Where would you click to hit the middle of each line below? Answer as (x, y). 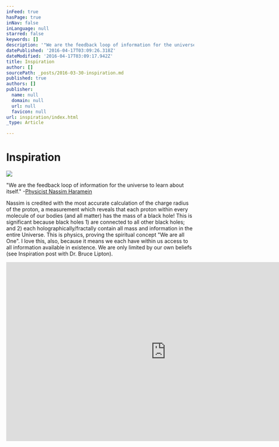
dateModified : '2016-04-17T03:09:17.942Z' (60, 56)
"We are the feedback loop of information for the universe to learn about (95, 185)
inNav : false (22, 23)
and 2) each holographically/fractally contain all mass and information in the (99, 229)
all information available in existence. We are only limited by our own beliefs (99, 248)
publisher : (20, 90)
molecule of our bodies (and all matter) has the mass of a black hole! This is (99, 216)
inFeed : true (22, 12)
